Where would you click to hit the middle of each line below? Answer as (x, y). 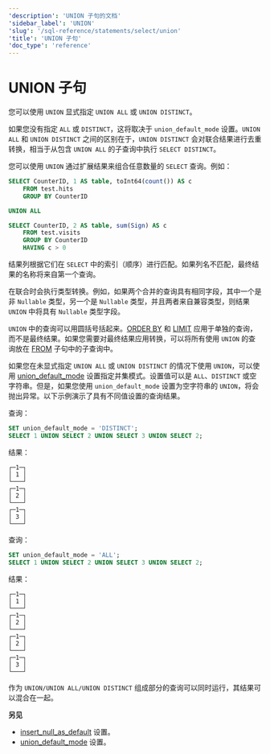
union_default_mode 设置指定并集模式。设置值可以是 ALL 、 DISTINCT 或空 (137, 376)
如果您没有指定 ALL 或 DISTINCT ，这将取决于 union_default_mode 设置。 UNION (135, 129)
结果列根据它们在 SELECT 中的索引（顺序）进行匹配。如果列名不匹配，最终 (130, 264)
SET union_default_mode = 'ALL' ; (64, 555)
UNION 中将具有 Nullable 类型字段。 (66, 311)
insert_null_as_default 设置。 (67, 731)
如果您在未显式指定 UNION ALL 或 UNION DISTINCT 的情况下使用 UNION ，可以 (131, 366)
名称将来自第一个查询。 (61, 274)
